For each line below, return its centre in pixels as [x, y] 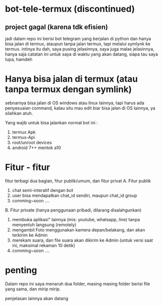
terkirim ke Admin [30, 235]
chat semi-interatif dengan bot [43, 190]
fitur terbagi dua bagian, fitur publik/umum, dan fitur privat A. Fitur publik [78, 181]
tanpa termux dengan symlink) [69, 89]
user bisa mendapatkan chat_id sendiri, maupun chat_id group [74, 195]
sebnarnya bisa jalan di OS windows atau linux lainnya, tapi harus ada [75, 103]
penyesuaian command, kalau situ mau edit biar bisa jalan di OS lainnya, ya [80, 108]
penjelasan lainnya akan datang [37, 298]
